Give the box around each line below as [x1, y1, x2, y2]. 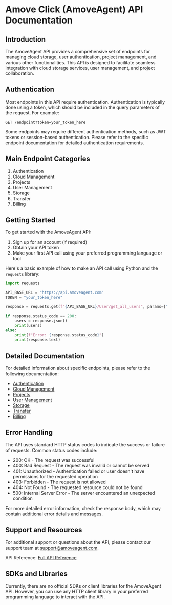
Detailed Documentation [5, 352, 85, 360]
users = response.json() [14, 318, 68, 323]
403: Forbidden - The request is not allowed [12, 479, 106, 485]
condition [12, 495, 33, 501]
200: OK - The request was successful [12, 457, 95, 463]
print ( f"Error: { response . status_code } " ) [14, 333, 104, 338]
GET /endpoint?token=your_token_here [5, 120, 86, 125]
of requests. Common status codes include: [5, 447, 98, 453]
